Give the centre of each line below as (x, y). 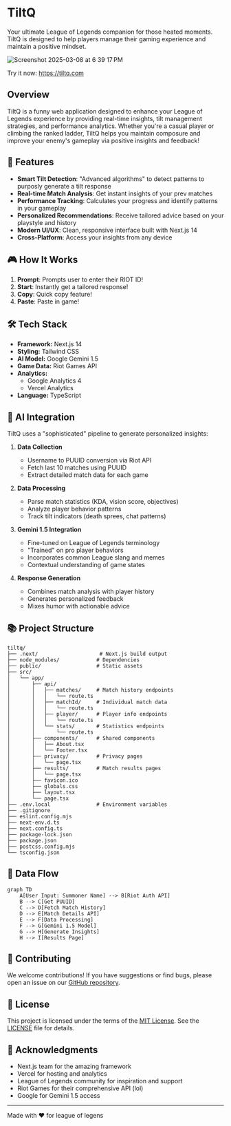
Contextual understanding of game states (86, 565)
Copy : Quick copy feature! (55, 295)
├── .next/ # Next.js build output (87, 654)
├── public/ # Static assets (75, 666)
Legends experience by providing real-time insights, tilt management (105, 118)
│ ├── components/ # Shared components (81, 738)
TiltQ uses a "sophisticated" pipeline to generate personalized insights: (108, 434)
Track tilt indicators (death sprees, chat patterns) (97, 516)
